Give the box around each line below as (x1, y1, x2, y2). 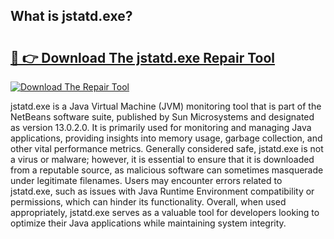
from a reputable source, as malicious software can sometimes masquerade (10, 164, 324, 176)
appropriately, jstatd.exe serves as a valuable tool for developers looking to (10, 207, 320, 218)
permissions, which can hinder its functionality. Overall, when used (10, 196, 287, 208)
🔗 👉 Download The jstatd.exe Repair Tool (10, 49, 276, 66)
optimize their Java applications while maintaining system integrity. (10, 217, 287, 229)
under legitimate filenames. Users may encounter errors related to (10, 175, 283, 186)
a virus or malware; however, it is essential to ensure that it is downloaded (10, 154, 315, 165)
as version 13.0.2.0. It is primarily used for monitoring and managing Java (10, 122, 312, 133)
